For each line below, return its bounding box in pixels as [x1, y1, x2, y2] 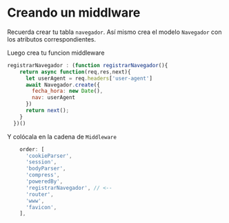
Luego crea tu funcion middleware [7, 48, 105, 57]
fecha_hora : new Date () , [32, 88, 103, 95]
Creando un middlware [7, 5, 141, 21]
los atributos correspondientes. [7, 35, 97, 43]
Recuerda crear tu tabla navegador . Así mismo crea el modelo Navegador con [7, 28, 222, 36]
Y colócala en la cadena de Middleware [7, 132, 117, 141]
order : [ [19, 145, 45, 153]
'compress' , [25, 172, 60, 179]
